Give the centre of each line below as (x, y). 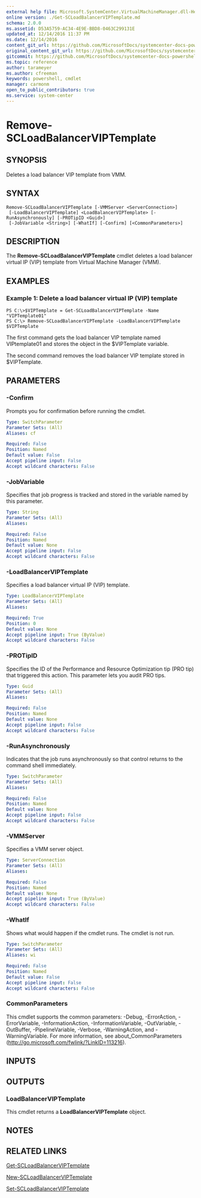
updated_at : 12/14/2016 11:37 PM (48, 34)
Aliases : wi (21, 955)
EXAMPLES (28, 281)
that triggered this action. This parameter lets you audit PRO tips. (86, 675)
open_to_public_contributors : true (51, 90)
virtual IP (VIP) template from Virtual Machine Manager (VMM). (83, 262)
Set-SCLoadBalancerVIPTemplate (48, 1189)
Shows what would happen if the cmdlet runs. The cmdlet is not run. (90, 933)
